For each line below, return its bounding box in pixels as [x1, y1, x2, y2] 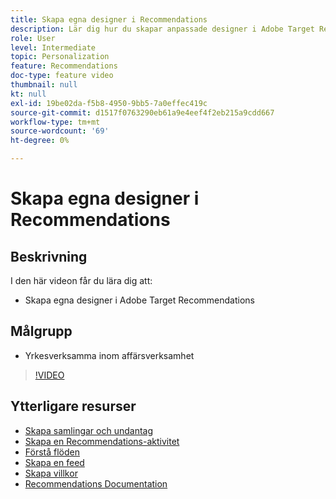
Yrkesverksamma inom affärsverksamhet [24, 349, 195, 361]
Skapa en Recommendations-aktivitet [24, 435, 180, 447]
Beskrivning [10, 248, 88, 265]
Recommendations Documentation [24, 477, 168, 490]
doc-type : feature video [10, 71, 114, 81]
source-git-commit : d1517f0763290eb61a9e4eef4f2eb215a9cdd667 [10, 107, 275, 118]
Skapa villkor [24, 467, 78, 479]
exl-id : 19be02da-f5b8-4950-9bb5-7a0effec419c [10, 98, 208, 108]
